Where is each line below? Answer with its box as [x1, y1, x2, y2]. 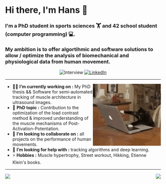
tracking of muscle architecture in [12, 94, 82, 100]
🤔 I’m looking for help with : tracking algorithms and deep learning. [12, 147, 150, 153]
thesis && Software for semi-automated [12, 89, 93, 95]
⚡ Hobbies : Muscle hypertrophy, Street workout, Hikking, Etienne [12, 152, 147, 158]
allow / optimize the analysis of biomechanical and [5, 52, 129, 59]
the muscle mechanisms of [12, 121, 68, 127]
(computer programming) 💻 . [5, 31, 76, 38]
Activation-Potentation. [12, 126, 60, 132]
